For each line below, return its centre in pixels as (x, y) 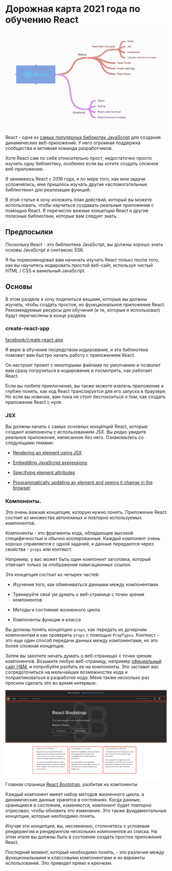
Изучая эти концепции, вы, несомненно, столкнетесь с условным (78, 826)
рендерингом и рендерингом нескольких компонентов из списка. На (81, 832)
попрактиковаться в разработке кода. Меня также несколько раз (77, 678)
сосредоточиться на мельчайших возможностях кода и (67, 672)
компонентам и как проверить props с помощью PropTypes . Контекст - (82, 635)
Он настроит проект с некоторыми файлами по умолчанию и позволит (83, 365)
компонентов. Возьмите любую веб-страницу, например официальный (83, 661)
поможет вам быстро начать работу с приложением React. (70, 355)
